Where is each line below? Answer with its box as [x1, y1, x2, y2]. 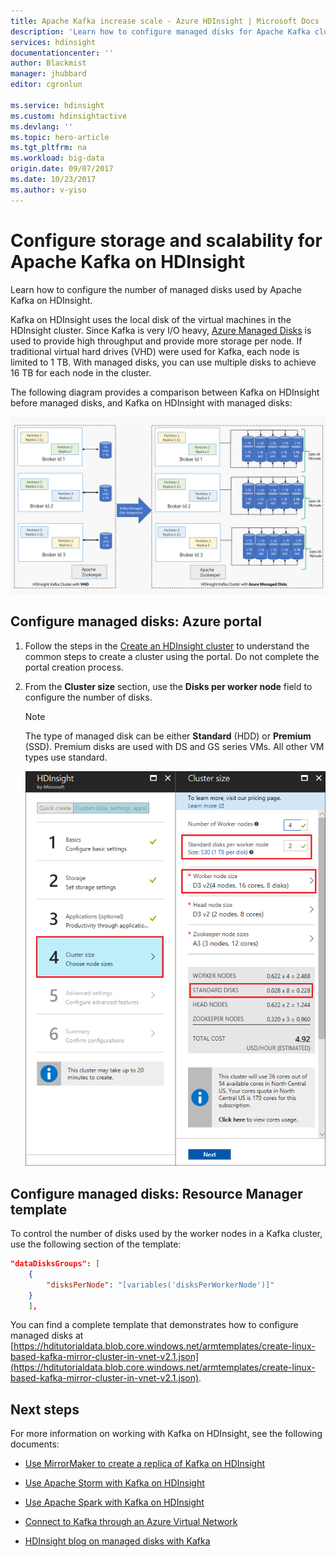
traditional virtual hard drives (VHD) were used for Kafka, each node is [10, 345, 300, 357]
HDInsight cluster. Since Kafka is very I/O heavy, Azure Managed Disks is [10, 324, 312, 336]
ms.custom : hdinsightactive [10, 111, 128, 121]
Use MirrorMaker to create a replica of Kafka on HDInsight [24, 1458, 266, 1470]
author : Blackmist [10, 58, 87, 69]
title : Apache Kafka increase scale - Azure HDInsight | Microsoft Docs [10, 16, 320, 26]
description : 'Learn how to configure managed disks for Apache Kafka [10, 26, 311, 37]
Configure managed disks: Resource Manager [10, 1185, 303, 1202]
